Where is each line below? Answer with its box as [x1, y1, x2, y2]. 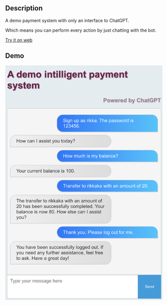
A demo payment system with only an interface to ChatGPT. [5, 17, 129, 23]
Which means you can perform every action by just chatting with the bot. [5, 27, 156, 33]
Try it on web [5, 37, 33, 43]
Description [5, 4, 43, 13]
